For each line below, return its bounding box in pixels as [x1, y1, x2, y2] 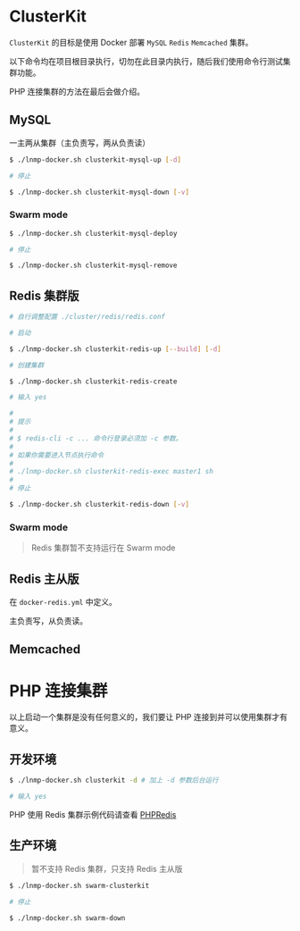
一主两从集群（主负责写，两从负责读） [9, 137, 150, 148]
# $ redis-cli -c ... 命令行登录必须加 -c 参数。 [9, 433, 183, 443]
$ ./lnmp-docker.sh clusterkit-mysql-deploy [9, 229, 178, 238]
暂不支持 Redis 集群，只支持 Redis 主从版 [30, 863, 183, 874]
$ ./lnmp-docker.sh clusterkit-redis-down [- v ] [9, 500, 190, 509]
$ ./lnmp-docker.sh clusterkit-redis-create [9, 377, 178, 386]
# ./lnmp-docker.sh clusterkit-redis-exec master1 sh [9, 467, 214, 476]
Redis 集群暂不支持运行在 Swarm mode [30, 542, 176, 553]
